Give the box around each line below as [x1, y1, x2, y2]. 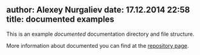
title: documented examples [6, 15, 115, 25]
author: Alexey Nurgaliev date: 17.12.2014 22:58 [6, 5, 190, 15]
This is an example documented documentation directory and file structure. [6, 30, 195, 37]
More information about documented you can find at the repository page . [6, 42, 189, 49]
